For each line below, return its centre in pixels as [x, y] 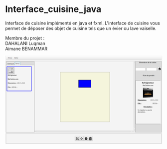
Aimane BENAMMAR [26, 48]
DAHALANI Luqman [25, 43]
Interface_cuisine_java [53, 9]
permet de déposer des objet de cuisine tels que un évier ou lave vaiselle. [81, 28]
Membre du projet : [25, 38]
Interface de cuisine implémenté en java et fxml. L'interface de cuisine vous [83, 23]
